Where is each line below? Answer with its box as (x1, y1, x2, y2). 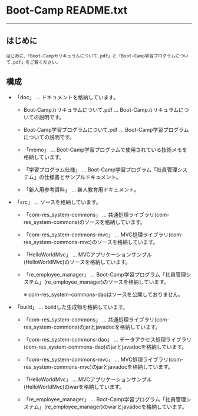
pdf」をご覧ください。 (13, 59, 61, 65)
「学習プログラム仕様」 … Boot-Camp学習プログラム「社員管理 (23, 166, 178, 173)
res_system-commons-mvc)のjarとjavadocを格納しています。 (23, 363, 174, 370)
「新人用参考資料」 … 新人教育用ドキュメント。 (23, 186, 140, 193)
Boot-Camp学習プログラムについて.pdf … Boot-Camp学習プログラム (23, 126, 189, 133)
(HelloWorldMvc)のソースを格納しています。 (23, 258, 131, 265)
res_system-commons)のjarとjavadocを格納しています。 (23, 323, 161, 330)
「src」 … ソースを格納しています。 (14, 199, 101, 206)
